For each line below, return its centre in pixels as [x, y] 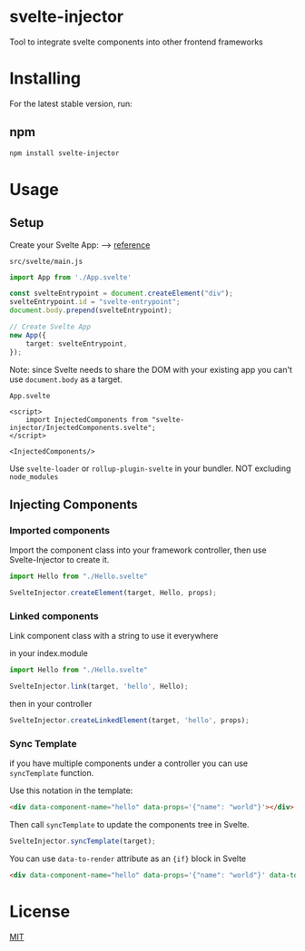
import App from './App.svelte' [70, 277]
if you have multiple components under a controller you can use [128, 763]
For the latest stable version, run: [71, 103]
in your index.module [49, 653]
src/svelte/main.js [46, 261]
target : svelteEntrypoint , [77, 343]
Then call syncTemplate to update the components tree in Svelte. [129, 825]
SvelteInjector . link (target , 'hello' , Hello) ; [99, 687]
